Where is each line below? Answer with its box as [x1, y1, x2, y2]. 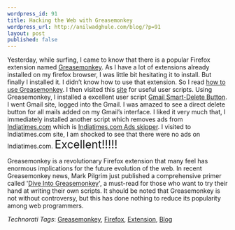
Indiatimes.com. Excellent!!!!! [7, 137, 117, 151]
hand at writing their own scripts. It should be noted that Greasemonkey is [7, 187, 220, 195]
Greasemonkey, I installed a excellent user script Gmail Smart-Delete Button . [7, 93, 227, 102]
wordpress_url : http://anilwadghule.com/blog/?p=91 [7, 23, 161, 30]
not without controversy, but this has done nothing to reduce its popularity [7, 194, 222, 203]
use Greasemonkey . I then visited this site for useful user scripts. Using [7, 86, 213, 94]
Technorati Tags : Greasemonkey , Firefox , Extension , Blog [7, 215, 173, 224]
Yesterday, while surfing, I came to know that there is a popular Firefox [7, 55, 211, 64]
